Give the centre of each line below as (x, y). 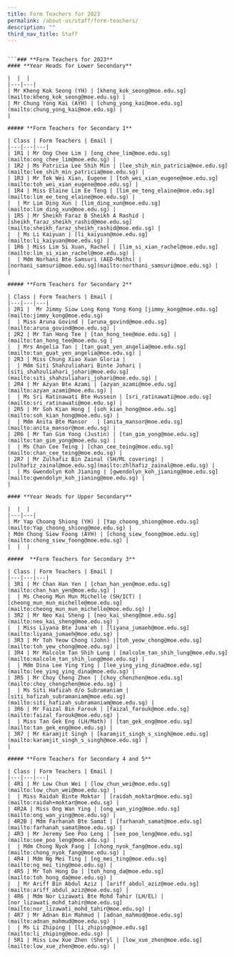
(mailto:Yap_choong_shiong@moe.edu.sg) (67, 528)
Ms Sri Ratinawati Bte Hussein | (73, 397)
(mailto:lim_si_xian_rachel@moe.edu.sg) (68, 253)
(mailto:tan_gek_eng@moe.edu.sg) (57, 728)
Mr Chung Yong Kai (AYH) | (54, 103)
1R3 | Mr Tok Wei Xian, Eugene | (63, 178)
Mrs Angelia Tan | (51, 347)
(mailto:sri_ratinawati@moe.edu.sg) (62, 403)
